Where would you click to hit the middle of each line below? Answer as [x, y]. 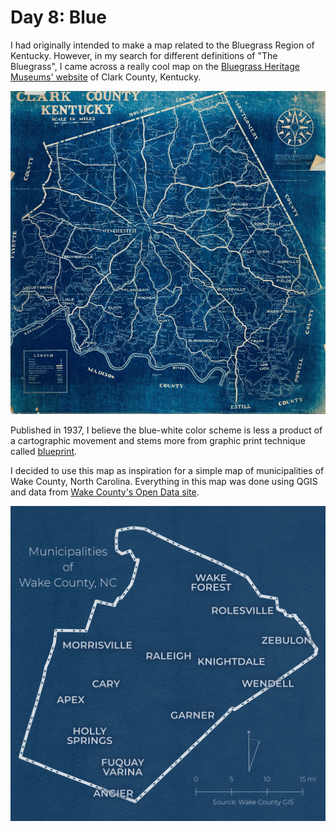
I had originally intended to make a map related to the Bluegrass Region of [162, 45]
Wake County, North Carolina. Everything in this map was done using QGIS [164, 481]
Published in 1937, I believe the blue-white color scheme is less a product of [166, 430]
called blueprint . [44, 451]
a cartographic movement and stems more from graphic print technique [158, 440]
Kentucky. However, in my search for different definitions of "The [144, 55]
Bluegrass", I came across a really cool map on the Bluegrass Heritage [155, 66]
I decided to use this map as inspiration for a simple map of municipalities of [167, 470]
